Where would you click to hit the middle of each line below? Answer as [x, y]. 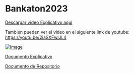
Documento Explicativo [29, 56]
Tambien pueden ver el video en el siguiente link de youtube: [67, 32]
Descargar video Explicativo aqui [39, 22]
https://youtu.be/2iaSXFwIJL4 [36, 37]
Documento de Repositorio [33, 66]
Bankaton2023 [36, 9]
